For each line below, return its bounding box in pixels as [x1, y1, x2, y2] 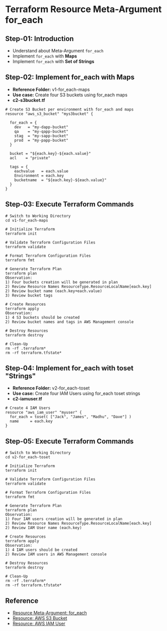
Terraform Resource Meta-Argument [5, 4, 162, 15]
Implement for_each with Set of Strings [12, 59, 95, 64]
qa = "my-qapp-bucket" [14, 129, 69, 134]
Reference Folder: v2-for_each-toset [12, 385, 90, 391]
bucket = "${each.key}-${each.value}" [10, 151, 92, 156]
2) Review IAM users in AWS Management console [5, 552, 107, 557]
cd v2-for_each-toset [5, 455, 51, 460]
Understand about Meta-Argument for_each [12, 48, 104, 53]
